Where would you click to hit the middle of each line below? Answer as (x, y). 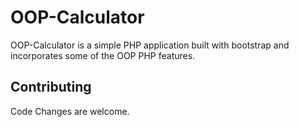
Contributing (51, 87)
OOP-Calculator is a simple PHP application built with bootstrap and (150, 45)
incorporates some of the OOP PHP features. (103, 55)
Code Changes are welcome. (70, 111)
